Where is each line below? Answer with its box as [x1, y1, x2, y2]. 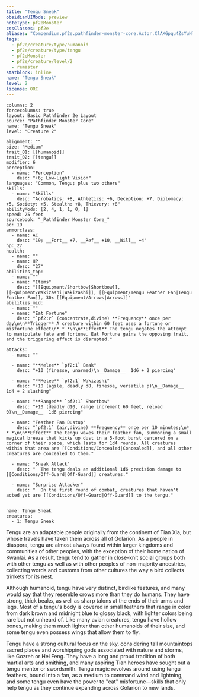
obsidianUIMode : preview [6, 14, 68, 20]
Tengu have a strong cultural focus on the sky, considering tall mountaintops [6, 640, 193, 647]
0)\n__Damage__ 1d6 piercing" [6, 409, 84, 415]
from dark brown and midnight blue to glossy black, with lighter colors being [6, 610, 192, 617]
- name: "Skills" [11, 191, 54, 197]
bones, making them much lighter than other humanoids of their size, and [6, 622, 185, 629]
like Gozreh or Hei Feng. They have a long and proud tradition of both [6, 652, 176, 660]
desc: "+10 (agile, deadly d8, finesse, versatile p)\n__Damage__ [17, 383, 184, 389]
